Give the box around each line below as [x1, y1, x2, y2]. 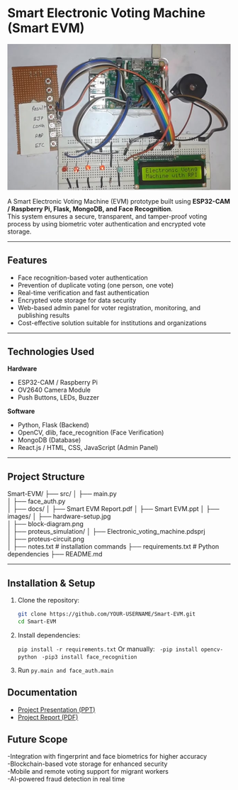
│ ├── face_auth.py [7, 497, 66, 505]
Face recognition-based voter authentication [17, 273, 149, 282]
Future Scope [7, 733, 68, 745]
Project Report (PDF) [17, 713, 79, 721]
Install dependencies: [17, 630, 81, 640]
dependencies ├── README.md [7, 550, 103, 559]
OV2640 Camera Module [17, 385, 91, 395]
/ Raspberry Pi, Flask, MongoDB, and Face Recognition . [7, 204, 173, 213]
